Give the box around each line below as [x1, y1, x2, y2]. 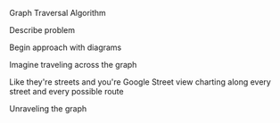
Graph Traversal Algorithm [9, 8, 107, 18]
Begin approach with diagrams [9, 42, 122, 53]
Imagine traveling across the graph [9, 60, 137, 70]
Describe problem [9, 25, 76, 35]
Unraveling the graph [9, 103, 87, 114]
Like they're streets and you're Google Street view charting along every [9, 77, 272, 87]
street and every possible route [9, 86, 124, 96]
